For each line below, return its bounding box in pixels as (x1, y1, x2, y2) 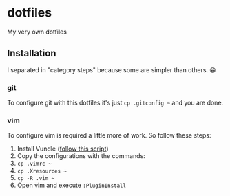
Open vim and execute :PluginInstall (17, 181, 126, 190)
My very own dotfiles (7, 28, 67, 36)
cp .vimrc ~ (17, 160, 52, 168)
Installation (7, 47, 56, 59)
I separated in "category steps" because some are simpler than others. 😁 (7, 65, 216, 74)
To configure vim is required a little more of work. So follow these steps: (7, 131, 211, 140)
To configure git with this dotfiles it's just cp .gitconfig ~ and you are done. (7, 98, 224, 107)
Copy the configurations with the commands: (17, 152, 146, 160)
